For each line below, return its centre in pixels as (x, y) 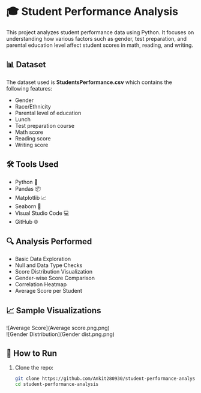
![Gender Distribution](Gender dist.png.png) (61, 334)
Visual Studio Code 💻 (42, 213)
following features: (29, 88)
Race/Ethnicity (33, 106)
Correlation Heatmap (41, 284)
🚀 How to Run (32, 353)
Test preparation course (45, 125)
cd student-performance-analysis (57, 384)
